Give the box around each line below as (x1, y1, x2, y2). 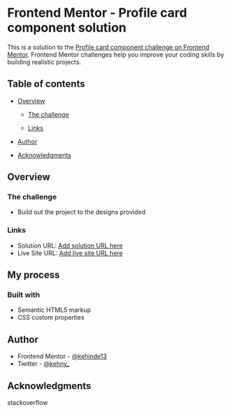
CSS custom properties (17, 313, 85, 322)
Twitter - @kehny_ (17, 360, 70, 368)
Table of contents (7, 78, 85, 90)
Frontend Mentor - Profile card (7, 5, 187, 21)
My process (7, 269, 60, 281)
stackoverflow (7, 399, 48, 407)
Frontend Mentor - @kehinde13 (17, 352, 107, 361)
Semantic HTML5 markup (17, 306, 91, 314)
